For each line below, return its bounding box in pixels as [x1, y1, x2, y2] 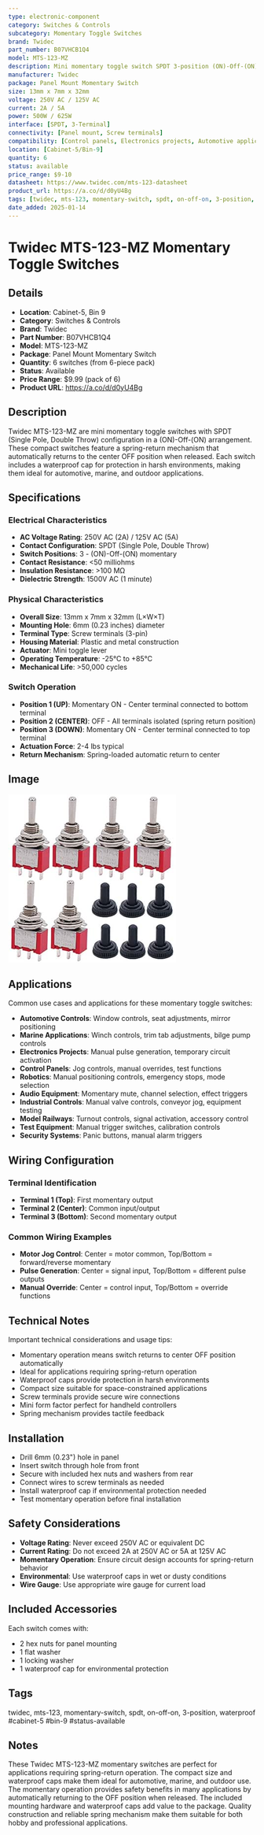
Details [8, 287, 43, 300]
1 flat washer [19, 1647, 61, 1656]
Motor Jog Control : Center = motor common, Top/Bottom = [19, 1249, 213, 1259]
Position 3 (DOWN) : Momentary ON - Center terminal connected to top [19, 724, 251, 734]
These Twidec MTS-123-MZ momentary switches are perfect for [8, 1759, 218, 1769]
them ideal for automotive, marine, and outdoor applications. [8, 468, 204, 478]
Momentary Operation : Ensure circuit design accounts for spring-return [19, 1555, 254, 1564]
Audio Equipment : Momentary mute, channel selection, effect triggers [19, 1089, 248, 1098]
